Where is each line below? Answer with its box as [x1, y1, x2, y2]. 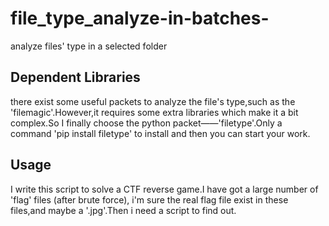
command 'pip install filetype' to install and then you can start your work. [10, 127, 311, 139]
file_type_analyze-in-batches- [10, 7, 270, 30]
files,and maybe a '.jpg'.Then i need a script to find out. [10, 204, 237, 216]
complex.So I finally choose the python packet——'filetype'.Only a [10, 117, 283, 129]
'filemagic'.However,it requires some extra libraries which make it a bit [10, 106, 299, 118]
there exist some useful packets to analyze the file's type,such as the [10, 95, 296, 107]
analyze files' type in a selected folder [10, 40, 168, 52]
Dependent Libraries [10, 69, 141, 86]
